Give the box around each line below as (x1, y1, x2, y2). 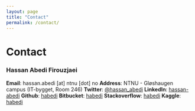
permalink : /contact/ (6, 19, 60, 25)
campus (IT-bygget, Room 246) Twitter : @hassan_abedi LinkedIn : (6, 86, 168, 93)
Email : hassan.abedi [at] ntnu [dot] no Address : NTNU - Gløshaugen (6, 79, 173, 86)
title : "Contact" (6, 14, 49, 20)
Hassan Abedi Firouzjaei (6, 66, 78, 74)
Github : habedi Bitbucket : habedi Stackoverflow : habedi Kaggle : (21, 92, 181, 99)
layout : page (6, 8, 38, 15)
